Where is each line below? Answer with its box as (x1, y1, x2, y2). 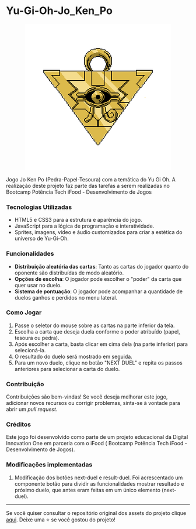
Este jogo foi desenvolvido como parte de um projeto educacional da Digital (6, 434, 188, 441)
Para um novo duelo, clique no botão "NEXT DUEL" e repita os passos (14, 359, 183, 366)
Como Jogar (6, 308, 42, 317)
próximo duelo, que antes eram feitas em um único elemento (14, 486, 160, 493)
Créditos (6, 420, 31, 428)
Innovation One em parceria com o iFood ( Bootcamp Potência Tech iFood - (6, 440, 188, 447)
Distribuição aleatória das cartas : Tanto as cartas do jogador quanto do (14, 263, 189, 270)
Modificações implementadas (6, 461, 93, 469)
